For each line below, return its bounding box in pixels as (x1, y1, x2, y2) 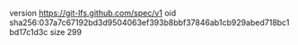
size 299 (49, 27, 83, 37)
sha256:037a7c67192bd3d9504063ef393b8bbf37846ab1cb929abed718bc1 (9, 17, 290, 28)
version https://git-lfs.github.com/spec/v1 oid (9, 8, 177, 18)
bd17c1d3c (9, 27, 48, 37)
